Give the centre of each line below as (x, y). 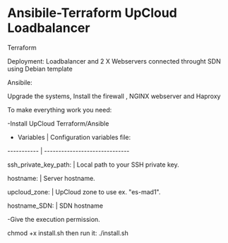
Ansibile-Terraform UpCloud (92, 13)
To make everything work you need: (60, 109)
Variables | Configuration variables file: (74, 137)
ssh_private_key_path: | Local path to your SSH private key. (93, 165)
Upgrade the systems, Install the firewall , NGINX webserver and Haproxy (114, 96)
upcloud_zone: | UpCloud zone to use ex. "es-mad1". (84, 191)
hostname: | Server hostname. (51, 178)
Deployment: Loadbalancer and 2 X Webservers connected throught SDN (114, 61)
